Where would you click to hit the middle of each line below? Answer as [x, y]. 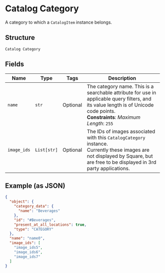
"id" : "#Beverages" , [35, 220]
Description [122, 78]
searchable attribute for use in [121, 93]
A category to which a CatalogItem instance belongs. [58, 22]
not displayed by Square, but [120, 156]
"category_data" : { [34, 206]
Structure [20, 38]
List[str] [46, 150]
